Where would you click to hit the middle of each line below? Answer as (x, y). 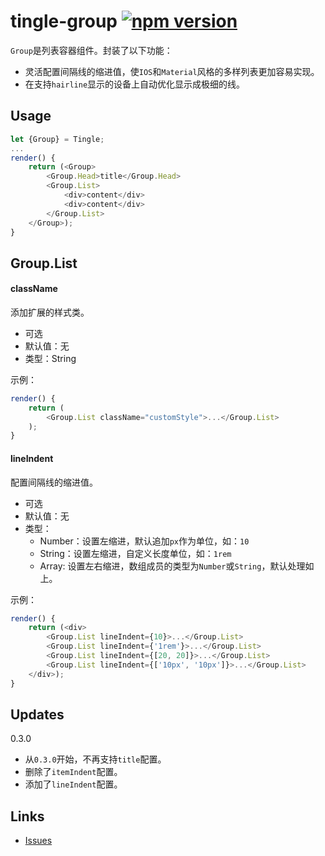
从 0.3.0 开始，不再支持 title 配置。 (95, 759)
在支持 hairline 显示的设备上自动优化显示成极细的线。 (135, 84)
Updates (37, 714)
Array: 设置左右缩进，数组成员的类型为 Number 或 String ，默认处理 (172, 566)
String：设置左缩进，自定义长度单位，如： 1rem (135, 553)
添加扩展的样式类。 (50, 312)
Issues (38, 841)
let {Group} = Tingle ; (57, 139)
